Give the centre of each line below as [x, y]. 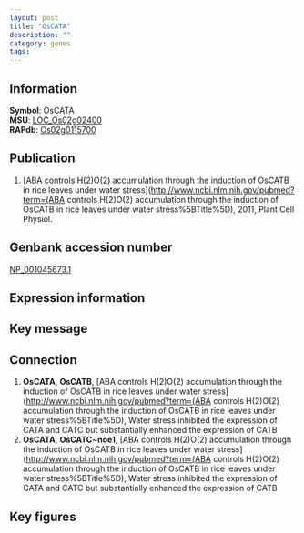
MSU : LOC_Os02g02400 [56, 120]
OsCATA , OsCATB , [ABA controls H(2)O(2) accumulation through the [152, 382]
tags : [20, 52]
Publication [42, 159]
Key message [49, 329]
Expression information [77, 298]
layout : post [34, 18]
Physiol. [37, 218]
